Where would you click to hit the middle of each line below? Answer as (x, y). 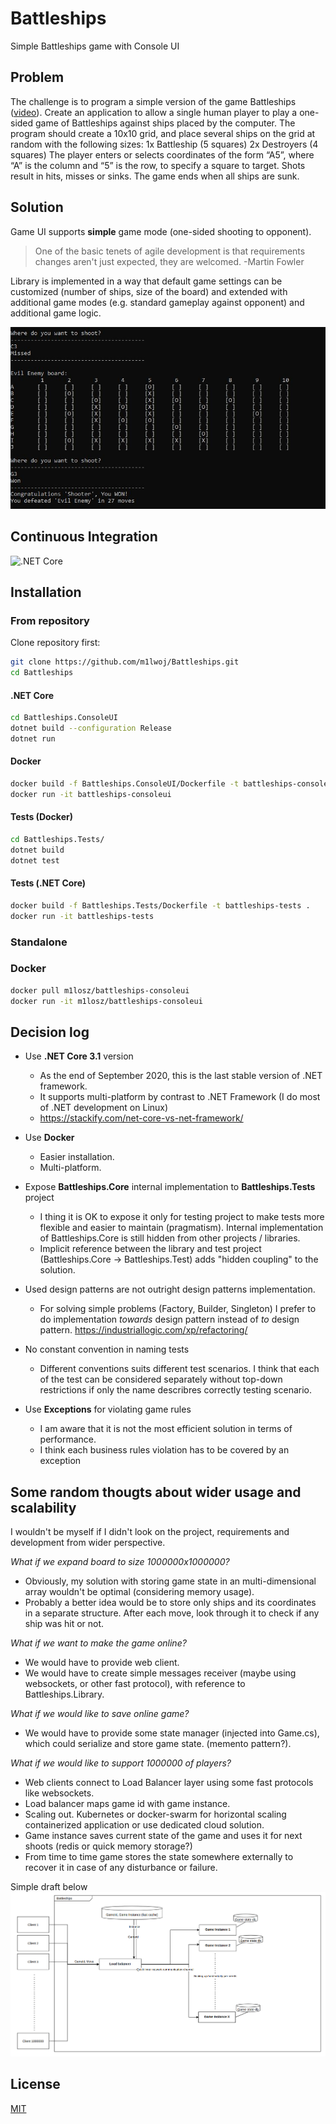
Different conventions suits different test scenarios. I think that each (179, 1369)
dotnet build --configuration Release (91, 728)
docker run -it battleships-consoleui (91, 794)
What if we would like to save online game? (100, 1714)
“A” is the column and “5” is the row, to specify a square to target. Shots (158, 165)
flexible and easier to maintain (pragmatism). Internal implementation (181, 1228)
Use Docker (49, 1138)
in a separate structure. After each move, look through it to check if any (172, 1613)
